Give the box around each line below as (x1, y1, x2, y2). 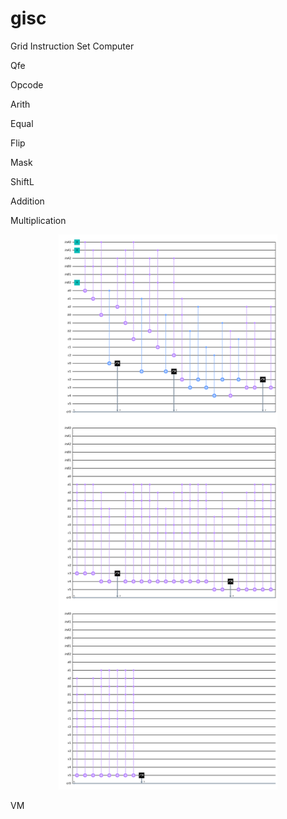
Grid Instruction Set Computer (10, 40, 135, 52)
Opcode (10, 78, 44, 91)
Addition (10, 195, 45, 207)
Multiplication (10, 214, 67, 226)
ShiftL (10, 175, 35, 187)
